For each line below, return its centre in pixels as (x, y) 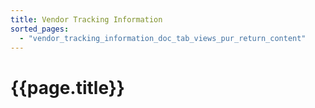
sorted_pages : (40, 29)
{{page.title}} (67, 87)
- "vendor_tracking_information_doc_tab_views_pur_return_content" (163, 38)
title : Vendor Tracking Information (86, 19)
